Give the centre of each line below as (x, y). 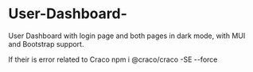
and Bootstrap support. (46, 44)
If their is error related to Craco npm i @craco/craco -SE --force (113, 59)
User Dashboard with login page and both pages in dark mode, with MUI (127, 36)
